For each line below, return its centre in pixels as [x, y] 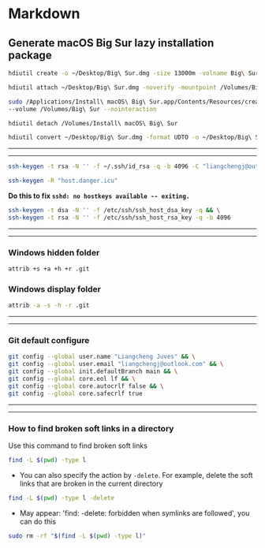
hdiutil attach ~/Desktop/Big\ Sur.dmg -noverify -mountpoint [112, 88]
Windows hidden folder [54, 252]
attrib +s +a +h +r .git [49, 269]
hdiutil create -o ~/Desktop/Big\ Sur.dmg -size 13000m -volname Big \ [127, 73]
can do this [38, 521]
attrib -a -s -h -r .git [49, 306]
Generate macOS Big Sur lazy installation [111, 43]
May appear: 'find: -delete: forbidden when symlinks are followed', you [134, 513]
